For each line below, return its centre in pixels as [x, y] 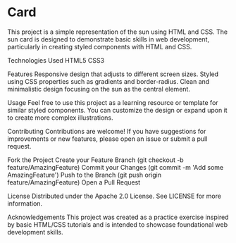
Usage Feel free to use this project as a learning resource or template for [113, 102]
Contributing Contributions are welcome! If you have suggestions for [107, 131]
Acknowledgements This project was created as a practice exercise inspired [118, 217]
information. [25, 203]
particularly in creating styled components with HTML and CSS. [100, 46]
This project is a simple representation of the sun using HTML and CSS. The [118, 32]
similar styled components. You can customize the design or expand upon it [117, 110]
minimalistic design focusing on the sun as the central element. [99, 89]
